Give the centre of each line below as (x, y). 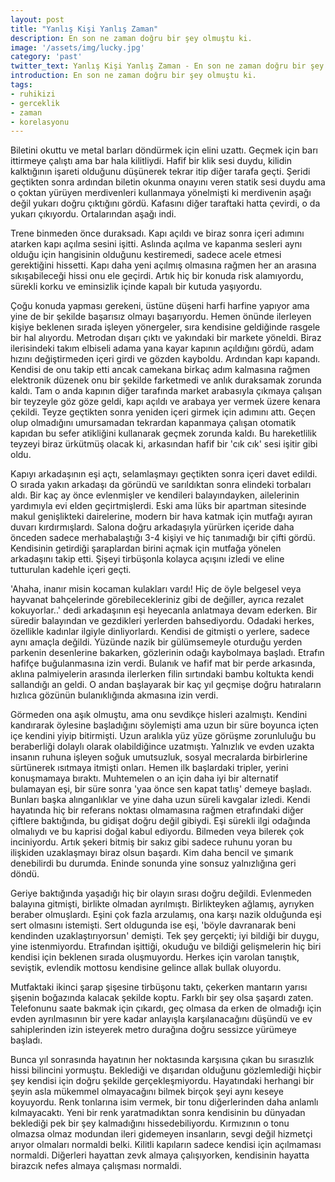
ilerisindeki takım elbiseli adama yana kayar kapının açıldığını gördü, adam (162, 348)
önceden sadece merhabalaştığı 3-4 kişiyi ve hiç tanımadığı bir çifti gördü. (163, 538)
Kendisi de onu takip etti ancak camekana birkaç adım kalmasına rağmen (160, 370)
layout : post (37, 19)
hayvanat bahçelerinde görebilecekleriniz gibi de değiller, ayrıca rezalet (157, 600)
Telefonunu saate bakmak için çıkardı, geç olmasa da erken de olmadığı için (166, 1008)
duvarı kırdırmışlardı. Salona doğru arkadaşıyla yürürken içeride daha (152, 527)
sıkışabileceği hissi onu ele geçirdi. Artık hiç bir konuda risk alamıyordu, (157, 276)
